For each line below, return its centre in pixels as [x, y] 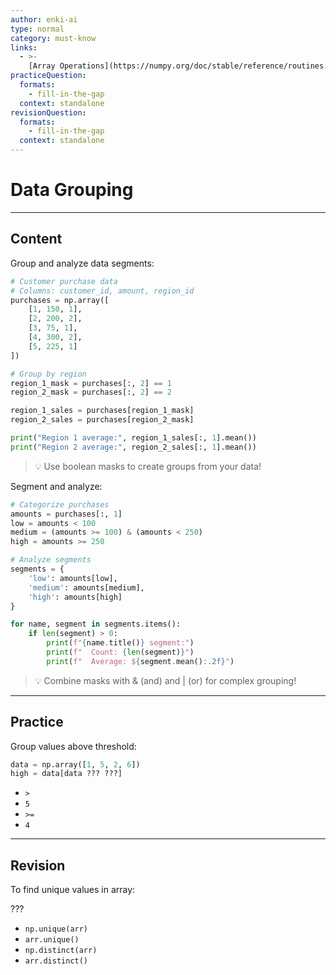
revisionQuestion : [48, 112]
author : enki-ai [44, 19]
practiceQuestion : [48, 76]
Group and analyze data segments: [82, 263]
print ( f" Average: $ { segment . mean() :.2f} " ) [140, 661]
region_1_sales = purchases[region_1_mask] [102, 411]
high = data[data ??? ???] [66, 774]
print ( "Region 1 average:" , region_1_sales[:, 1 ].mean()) [133, 438]
